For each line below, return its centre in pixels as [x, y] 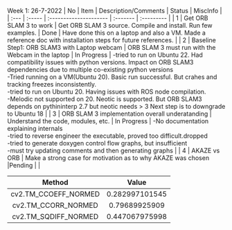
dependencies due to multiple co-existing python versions [90, 70]
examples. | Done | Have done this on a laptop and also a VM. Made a [107, 33]
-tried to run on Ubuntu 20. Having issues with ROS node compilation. [107, 91]
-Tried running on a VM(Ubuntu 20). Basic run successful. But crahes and [112, 77]
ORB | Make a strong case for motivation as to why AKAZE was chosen [108, 158]
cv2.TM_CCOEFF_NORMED [55, 194]
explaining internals [35, 129]
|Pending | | [24, 165]
